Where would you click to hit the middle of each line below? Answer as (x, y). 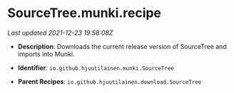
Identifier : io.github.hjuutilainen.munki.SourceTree (96, 67)
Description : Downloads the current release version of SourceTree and (122, 46)
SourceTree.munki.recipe (85, 13)
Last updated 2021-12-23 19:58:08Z (60, 33)
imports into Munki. (46, 54)
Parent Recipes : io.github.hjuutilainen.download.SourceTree (110, 81)
